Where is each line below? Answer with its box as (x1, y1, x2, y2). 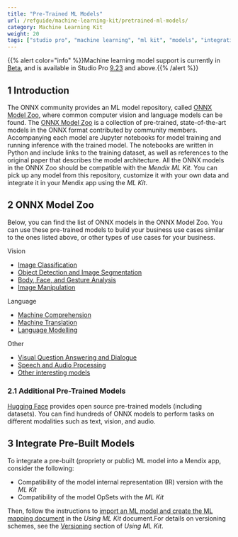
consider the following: (7, 464, 74, 472)
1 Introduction (7, 84, 69, 96)
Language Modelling (17, 326, 78, 334)
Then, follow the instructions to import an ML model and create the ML (7, 506, 213, 515)
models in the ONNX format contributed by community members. (7, 126, 198, 134)
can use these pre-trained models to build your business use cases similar (7, 225, 225, 234)
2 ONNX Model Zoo (7, 199, 94, 211)
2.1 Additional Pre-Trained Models (7, 386, 126, 396)
